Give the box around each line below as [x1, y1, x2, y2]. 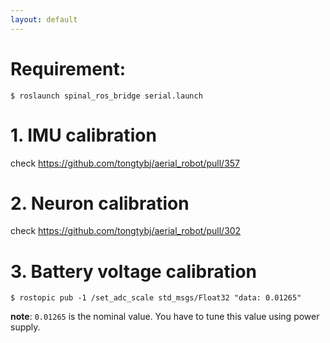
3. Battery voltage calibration [10, 260, 257, 283]
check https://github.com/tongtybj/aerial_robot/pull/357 [10, 157, 241, 169]
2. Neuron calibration [10, 192, 190, 215]
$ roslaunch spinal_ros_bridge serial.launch [10, 91, 203, 101]
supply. [10, 321, 41, 333]
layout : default [10, 14, 78, 25]
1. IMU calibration [10, 124, 157, 146]
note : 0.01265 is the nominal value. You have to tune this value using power [10, 311, 320, 323]
